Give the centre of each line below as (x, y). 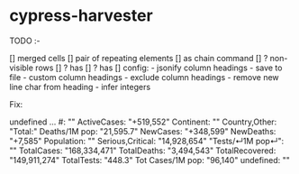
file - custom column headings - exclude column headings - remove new (144, 77)
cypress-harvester (81, 16)
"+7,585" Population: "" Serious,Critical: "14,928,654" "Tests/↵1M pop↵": (147, 141)
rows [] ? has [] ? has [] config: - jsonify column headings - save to (159, 68)
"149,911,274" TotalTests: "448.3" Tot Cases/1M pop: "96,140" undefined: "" (150, 160)
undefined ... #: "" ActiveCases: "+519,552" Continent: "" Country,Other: (143, 122)
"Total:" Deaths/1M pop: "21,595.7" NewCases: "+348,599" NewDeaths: (143, 131)
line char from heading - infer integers (80, 87)
